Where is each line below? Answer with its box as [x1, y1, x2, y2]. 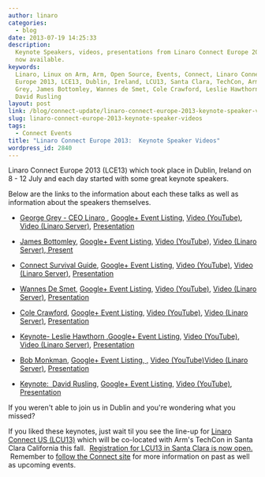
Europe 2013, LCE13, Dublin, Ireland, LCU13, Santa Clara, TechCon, [15, 78, 245, 85]
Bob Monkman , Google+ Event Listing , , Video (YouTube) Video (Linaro [19, 355, 248, 365]
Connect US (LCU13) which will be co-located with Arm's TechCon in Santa [8, 435, 254, 445]
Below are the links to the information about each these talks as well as [8, 189, 239, 199]
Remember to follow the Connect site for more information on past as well [9, 452, 250, 461]
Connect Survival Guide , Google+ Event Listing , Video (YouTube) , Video [19, 260, 254, 270]
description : [8, 41, 51, 49]
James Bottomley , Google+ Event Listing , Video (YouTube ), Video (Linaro [19, 237, 257, 246]
